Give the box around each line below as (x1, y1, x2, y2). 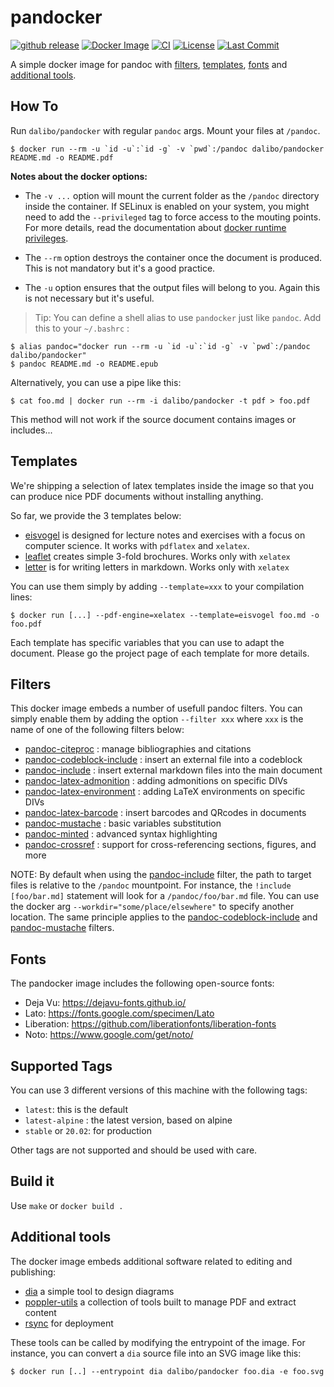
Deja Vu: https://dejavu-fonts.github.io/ (24, 997, 187, 1009)
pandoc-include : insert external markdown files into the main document (24, 764, 323, 776)
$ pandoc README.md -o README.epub (10, 359, 159, 369)
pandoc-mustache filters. (10, 922, 115, 934)
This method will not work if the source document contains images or (10, 413, 297, 425)
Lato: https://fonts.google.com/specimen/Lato (24, 1007, 215, 1020)
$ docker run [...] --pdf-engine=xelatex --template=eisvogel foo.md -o (10, 610, 320, 620)
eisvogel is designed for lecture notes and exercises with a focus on (24, 529, 306, 541)
